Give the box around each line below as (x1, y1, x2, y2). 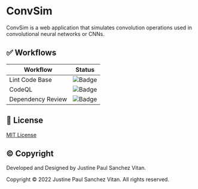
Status (75, 65, 95, 74)
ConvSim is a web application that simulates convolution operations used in (6, 24, 193, 31)
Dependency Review (9, 94, 68, 103)
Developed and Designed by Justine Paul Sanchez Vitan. (6, 164, 147, 172)
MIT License (6, 131, 37, 138)
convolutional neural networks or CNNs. (6, 30, 105, 37)
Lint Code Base (9, 75, 52, 84)
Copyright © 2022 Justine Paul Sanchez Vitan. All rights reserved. (6, 176, 169, 183)
